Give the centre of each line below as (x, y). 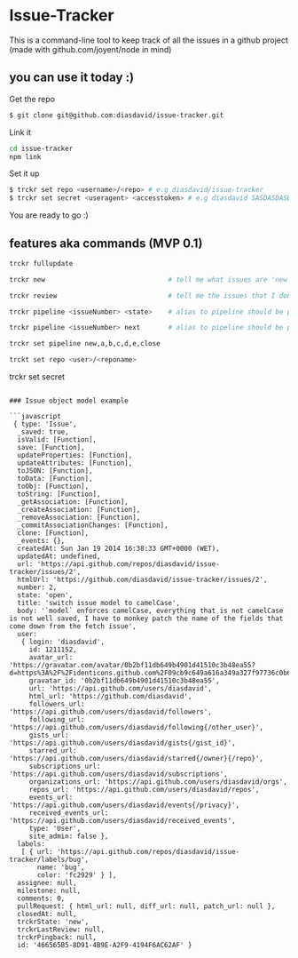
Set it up (24, 173)
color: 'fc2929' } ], (77, 875)
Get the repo (32, 99)
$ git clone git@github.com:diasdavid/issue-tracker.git (117, 115)
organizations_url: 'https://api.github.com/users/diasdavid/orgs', (158, 782)
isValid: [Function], (57, 440)
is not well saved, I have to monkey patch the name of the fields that (146, 619)
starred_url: (53, 751)
